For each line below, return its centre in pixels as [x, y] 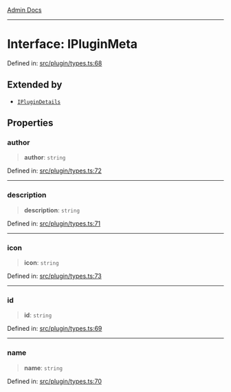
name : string [43, 368]
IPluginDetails [39, 102]
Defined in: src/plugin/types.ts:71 [54, 224]
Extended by [35, 85]
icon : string [42, 263]
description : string [52, 210]
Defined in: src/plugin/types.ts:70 [54, 381]
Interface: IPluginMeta [73, 44]
